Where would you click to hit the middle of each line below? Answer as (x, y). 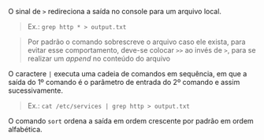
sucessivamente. (35, 90)
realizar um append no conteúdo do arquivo (99, 59)
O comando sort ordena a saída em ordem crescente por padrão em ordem (131, 121)
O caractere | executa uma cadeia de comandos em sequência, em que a (128, 74)
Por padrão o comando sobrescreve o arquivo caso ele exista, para (136, 42)
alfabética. (25, 129)
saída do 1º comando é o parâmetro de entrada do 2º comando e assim (124, 82)
